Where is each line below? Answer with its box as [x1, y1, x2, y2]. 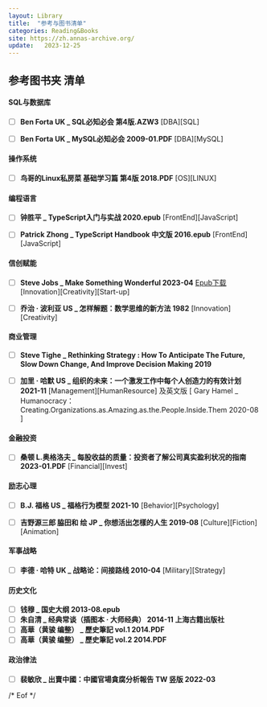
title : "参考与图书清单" [8, 19, 87, 27]
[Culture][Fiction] [200, 517, 257, 527]
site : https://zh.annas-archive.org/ [8, 34, 135, 43]
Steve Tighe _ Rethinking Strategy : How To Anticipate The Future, [19, 350, 245, 360]
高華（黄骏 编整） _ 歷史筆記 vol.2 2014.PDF [19, 635, 167, 644]
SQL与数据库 [8, 97, 51, 107]
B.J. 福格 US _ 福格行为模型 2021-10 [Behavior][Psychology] [19, 500, 220, 510]
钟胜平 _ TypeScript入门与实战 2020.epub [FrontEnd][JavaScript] [19, 212, 239, 222]
